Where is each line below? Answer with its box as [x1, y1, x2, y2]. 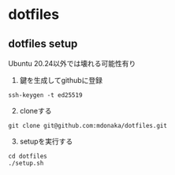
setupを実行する [19, 136, 73, 146]
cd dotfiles [8, 152, 47, 160]
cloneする [19, 106, 53, 115]
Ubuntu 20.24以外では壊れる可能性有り [8, 59, 136, 68]
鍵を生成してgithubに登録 [19, 76, 103, 84]
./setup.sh [8, 159, 44, 167]
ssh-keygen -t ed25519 [8, 91, 83, 99]
